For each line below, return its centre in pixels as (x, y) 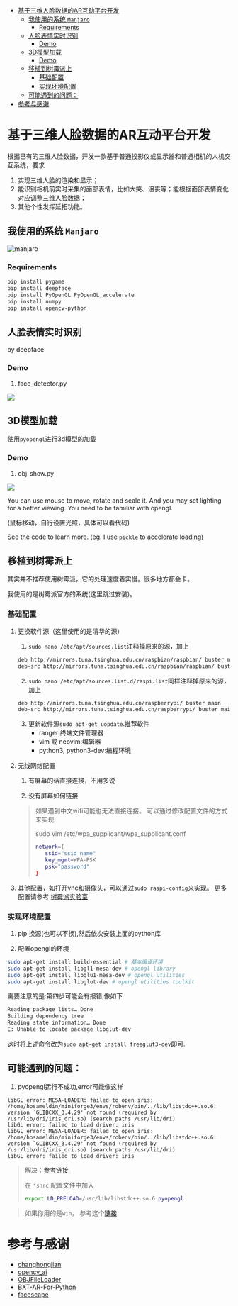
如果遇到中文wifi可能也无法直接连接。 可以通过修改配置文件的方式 (131, 811)
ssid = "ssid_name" (70, 854)
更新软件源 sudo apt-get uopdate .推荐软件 (89, 724)
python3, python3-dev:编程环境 (85, 751)
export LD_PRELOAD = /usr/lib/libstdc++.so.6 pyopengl (104, 1198)
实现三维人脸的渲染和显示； (58, 180)
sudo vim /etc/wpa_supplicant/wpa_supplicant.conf (110, 834)
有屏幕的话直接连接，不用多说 (72, 781)
